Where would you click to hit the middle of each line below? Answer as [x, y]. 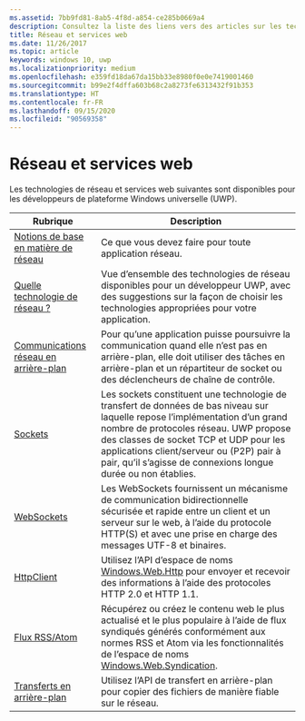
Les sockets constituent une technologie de [194, 394]
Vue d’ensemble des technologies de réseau [196, 274]
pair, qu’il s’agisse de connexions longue [187, 462]
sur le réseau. [130, 703]
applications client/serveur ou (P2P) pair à [191, 451]
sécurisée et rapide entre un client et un [186, 511]
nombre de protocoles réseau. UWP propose [196, 429]
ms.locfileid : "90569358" [58, 119]
